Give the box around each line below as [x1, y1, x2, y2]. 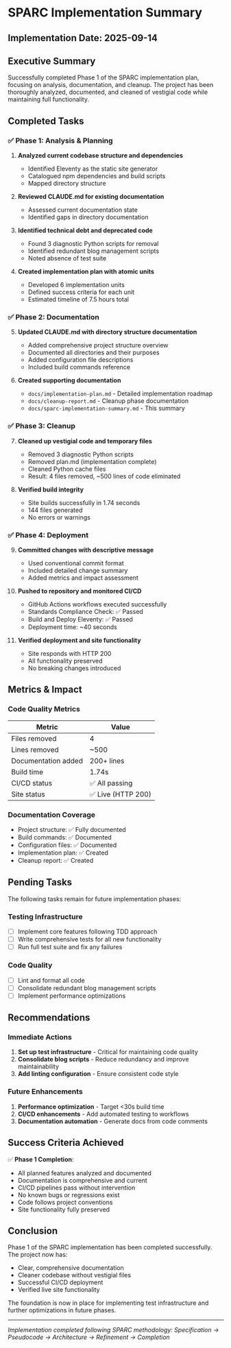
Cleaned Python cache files [27, 465, 106, 473]
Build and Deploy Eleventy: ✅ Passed [27, 615, 133, 623]
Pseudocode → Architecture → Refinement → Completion [8, 1333, 170, 1341]
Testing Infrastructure [8, 911, 83, 921]
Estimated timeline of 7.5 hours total [27, 295, 130, 304]
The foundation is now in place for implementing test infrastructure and [8, 1299, 209, 1307]
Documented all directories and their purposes [27, 348, 160, 357]
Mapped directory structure [27, 180, 106, 188]
